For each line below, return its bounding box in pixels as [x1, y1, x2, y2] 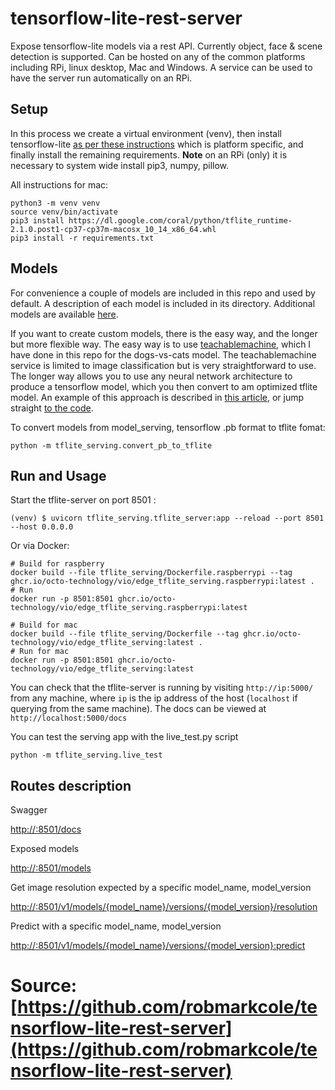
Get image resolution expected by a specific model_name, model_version [10, 882, 312, 894]
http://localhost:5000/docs [10, 713, 128, 724]
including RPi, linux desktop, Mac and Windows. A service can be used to [10, 61, 313, 73]
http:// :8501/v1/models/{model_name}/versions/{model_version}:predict [10, 940, 306, 952]
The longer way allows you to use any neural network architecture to [10, 370, 293, 382]
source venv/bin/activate [10, 207, 118, 217]
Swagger [10, 804, 48, 816]
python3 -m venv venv [10, 198, 101, 208]
